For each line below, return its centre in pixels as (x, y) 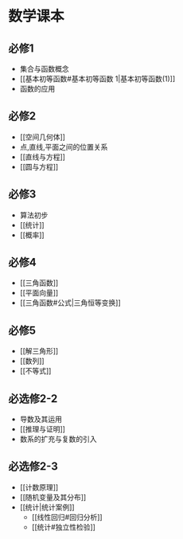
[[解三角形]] (39, 351)
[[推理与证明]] (43, 429)
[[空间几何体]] (43, 137)
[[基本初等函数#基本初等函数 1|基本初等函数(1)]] (97, 79)
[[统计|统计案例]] (47, 507)
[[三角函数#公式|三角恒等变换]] (70, 303)
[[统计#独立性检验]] (63, 527)
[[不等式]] (35, 371)
